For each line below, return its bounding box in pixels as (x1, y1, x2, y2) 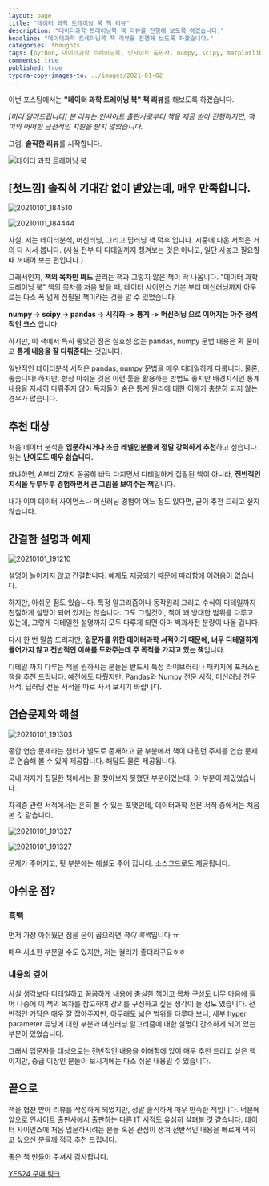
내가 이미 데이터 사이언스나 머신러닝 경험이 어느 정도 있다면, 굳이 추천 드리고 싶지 (8, 497, 260, 506)
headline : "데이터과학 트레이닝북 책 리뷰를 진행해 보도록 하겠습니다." (8, 34, 214, 43)
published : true (8, 64, 62, 72)
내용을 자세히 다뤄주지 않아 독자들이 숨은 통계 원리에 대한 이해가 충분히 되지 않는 (8, 384, 259, 393)
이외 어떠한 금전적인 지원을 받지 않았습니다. (8, 121, 143, 131)
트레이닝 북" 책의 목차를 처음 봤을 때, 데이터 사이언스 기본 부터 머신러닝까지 (8, 282, 243, 292)
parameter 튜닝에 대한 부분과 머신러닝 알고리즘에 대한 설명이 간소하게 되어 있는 (8, 1018, 256, 1028)
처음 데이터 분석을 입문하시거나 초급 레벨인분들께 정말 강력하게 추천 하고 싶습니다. (8, 442, 259, 452)
